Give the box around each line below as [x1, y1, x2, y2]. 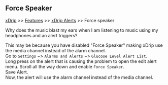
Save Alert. [5, 69, 28, 75]
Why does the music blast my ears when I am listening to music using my [5, 27, 158, 33]
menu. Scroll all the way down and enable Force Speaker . [5, 63, 125, 69]
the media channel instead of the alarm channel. [5, 47, 107, 53]
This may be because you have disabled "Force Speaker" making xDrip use [5, 42, 163, 48]
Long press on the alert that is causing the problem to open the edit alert [5, 58, 157, 64]
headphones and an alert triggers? [5, 32, 78, 38]
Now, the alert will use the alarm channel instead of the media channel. [5, 74, 153, 80]
